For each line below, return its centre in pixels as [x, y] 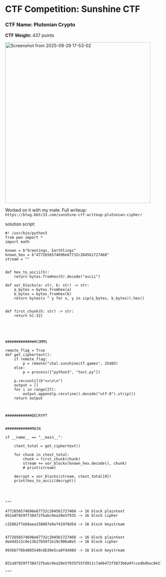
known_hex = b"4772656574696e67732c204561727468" [57, 255]
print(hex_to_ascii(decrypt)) [45, 481]
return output [28, 398]
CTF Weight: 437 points [30, 35]
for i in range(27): [35, 390]
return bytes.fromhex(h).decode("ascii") [57, 277]
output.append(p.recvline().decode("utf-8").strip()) [79, 394]
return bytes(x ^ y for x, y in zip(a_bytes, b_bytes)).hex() [79, 298]
